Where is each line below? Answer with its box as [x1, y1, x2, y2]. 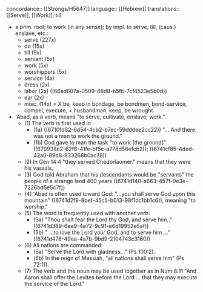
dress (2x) [24, 81, 50, 88]
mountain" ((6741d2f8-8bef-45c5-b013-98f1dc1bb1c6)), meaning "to [24, 196, 196, 204]
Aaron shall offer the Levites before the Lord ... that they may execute [24, 274, 198, 281]
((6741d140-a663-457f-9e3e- [113, 178, 188, 184]
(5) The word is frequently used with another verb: [24, 210, 150, 216]
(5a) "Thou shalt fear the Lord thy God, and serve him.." [33, 216, 173, 223]
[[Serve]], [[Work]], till [6, 11, 62, 19]
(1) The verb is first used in [24, 120, 92, 126]
